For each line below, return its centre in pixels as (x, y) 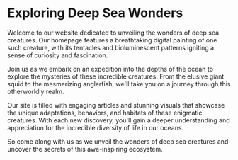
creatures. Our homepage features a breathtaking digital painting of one (112, 40)
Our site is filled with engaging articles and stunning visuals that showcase (116, 105)
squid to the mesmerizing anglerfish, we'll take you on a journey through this (119, 84)
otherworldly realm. (36, 91)
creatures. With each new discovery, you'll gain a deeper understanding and (119, 120)
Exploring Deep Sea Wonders (95, 13)
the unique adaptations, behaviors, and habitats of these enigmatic (105, 113)
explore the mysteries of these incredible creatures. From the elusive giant (116, 76)
